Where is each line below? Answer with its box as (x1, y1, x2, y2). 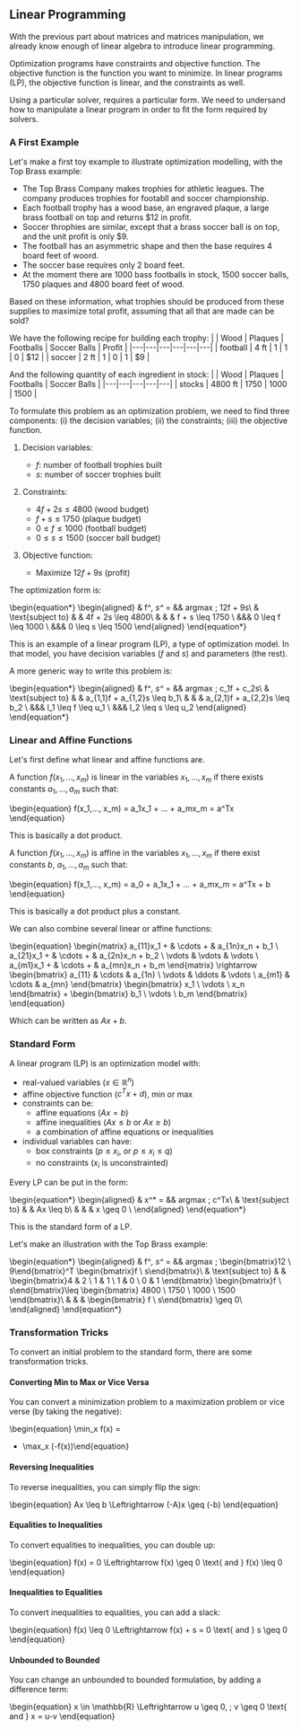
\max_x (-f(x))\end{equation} (21, 1441, 130, 1452)
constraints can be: (21, 1098, 94, 1108)
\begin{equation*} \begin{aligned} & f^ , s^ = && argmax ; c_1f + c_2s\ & (9, 683, 270, 694)
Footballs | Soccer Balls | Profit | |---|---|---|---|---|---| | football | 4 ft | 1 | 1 (9, 342, 288, 353)
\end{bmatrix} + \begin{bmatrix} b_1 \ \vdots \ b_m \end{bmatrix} (9, 988, 248, 999)
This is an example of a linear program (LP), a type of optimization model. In (9, 639, 289, 649)
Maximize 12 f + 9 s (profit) (35, 568, 131, 578)
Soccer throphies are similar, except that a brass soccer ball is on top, (21, 222, 280, 233)
